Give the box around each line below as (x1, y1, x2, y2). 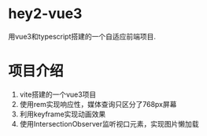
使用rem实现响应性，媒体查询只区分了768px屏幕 (19, 99, 177, 108)
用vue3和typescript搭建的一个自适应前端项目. (8, 31, 156, 41)
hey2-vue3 (8, 5, 83, 23)
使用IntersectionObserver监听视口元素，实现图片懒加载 (19, 119, 199, 128)
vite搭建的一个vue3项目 (19, 90, 97, 99)
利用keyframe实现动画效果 (19, 109, 106, 119)
